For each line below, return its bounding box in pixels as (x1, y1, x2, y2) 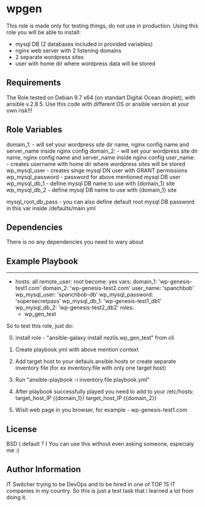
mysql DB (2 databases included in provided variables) (15, 40, 153, 48)
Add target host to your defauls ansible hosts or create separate (15, 358, 176, 365)
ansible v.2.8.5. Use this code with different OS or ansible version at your (6, 100, 189, 108)
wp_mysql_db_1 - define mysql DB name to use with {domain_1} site (6, 180, 175, 187)
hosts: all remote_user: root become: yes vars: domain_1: (15, 278, 157, 285)
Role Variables (6, 125, 62, 135)
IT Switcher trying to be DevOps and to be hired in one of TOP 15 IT (6, 480, 176, 487)
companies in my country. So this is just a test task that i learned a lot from (6, 487, 194, 494)
